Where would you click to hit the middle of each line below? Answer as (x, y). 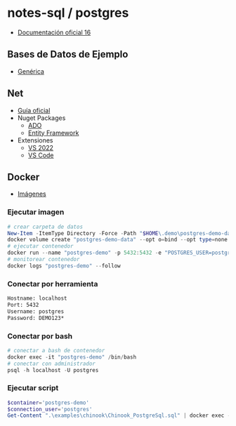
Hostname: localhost (38, 299)
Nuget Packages (41, 118)
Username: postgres (36, 311)
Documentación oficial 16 (54, 32)
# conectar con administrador (52, 364)
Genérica (31, 71)
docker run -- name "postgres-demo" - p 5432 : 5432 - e (84, 253)
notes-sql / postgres (68, 13)
